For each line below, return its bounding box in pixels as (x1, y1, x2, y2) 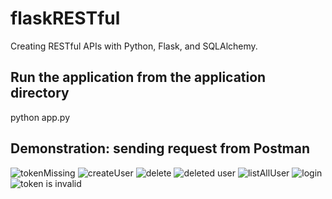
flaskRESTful (10, 7, 121, 30)
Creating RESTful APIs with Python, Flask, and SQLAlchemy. (10, 40, 258, 52)
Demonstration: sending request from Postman (10, 140, 311, 157)
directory (10, 85, 70, 102)
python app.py (10, 111, 71, 123)
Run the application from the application (10, 69, 267, 86)
